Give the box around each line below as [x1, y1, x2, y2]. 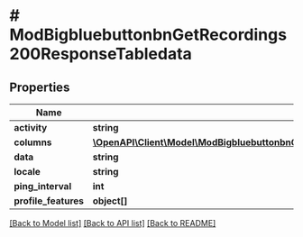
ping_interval [14, 180, 72, 192]
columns [14, 136, 52, 149]
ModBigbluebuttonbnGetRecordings [9, 24, 287, 45]
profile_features [14, 195, 84, 207]
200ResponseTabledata [9, 44, 192, 64]
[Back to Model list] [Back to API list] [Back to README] [9, 218, 216, 228]
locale [14, 166, 41, 178]
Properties [9, 79, 70, 95]
